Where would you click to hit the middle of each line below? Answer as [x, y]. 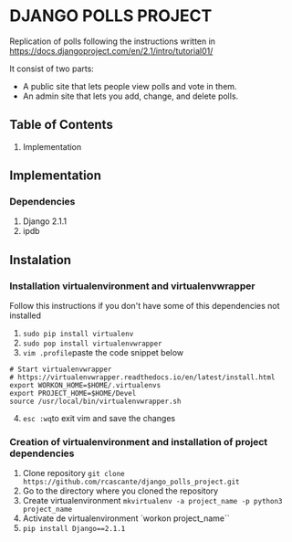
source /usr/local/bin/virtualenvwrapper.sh [95, 402]
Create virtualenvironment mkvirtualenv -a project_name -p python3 [152, 501]
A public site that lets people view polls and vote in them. [130, 86]
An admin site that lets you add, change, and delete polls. [130, 96]
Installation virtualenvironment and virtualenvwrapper [132, 286]
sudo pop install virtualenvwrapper [92, 344]
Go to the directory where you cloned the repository [120, 491]
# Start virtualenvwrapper [61, 370]
